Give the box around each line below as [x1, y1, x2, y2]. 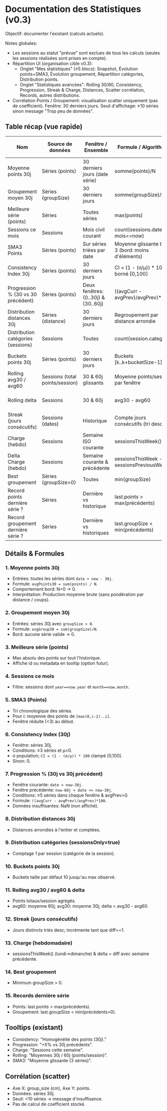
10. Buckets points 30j [5, 863, 60, 870]
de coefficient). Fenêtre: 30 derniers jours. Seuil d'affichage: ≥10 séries [12, 103, 159, 109]
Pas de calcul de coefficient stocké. [12, 1101, 86, 1107]
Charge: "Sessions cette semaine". [12, 1047, 83, 1053]
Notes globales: [5, 40, 37, 46]
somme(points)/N [114, 167, 156, 174]
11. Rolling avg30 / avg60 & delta [5, 887, 85, 894]
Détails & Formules [5, 550, 65, 558]
